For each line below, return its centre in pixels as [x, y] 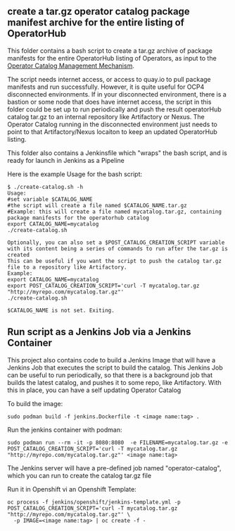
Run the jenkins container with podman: [65, 429]
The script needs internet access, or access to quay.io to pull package [109, 79]
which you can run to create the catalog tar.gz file [80, 475]
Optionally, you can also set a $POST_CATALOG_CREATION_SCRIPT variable [116, 243]
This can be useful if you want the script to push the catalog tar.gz [114, 261]
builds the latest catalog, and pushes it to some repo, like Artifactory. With [114, 382]
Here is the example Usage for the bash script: [75, 174]
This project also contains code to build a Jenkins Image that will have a [112, 360]
